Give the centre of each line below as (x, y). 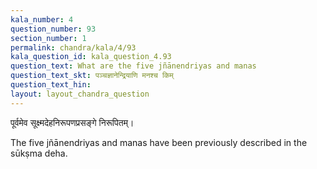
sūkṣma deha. (39, 153)
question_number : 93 (53, 29)
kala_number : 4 (42, 19)
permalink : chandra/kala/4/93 (73, 47)
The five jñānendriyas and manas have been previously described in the (159, 142)
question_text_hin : (51, 85)
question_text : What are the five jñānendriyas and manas (133, 66)
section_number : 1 (48, 38)
